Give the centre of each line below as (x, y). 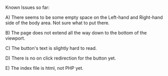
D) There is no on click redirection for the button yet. (61, 58)
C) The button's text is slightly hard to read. (51, 48)
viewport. (15, 38)
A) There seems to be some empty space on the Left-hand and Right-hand (84, 17)
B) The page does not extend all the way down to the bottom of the (76, 33)
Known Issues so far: (27, 7)
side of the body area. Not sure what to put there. (58, 23)
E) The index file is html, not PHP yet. (44, 68)
